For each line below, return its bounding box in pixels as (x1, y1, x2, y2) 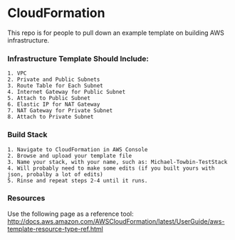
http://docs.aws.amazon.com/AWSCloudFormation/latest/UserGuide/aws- (7, 217, 225, 225)
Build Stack (7, 130, 48, 140)
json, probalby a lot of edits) (7, 170, 103, 178)
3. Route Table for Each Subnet (7, 82, 103, 89)
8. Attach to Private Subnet (7, 114, 94, 121)
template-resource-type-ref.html (7, 224, 103, 233)
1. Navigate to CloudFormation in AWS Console (7, 146, 148, 153)
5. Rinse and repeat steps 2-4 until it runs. (7, 177, 148, 184)
